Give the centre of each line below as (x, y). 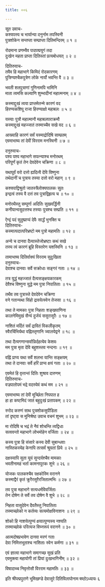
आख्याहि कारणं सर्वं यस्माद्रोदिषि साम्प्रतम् (36, 135)
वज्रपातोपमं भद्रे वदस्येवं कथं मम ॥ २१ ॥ (36, 384)
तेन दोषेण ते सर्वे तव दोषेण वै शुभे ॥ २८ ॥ (37, 495)
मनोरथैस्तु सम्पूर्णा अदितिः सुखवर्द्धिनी (33, 204)
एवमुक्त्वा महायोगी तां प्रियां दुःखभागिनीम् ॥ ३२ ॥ (42, 558)
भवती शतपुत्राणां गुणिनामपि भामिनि (31, 87)
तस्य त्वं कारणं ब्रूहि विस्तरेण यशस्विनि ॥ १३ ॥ (41, 247)
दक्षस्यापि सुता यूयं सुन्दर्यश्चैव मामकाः (33, 458)
